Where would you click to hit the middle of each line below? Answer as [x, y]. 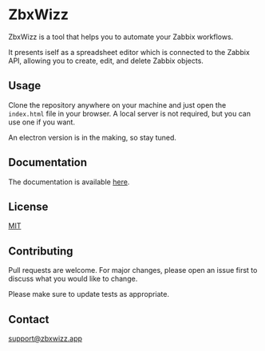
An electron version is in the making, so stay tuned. [93, 137]
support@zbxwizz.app [45, 338]
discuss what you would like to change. [73, 279]
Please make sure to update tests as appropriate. [89, 294]
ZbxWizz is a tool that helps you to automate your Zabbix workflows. [121, 37]
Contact [29, 319]
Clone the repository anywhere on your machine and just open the [117, 105]
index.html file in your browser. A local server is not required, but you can [130, 113]
